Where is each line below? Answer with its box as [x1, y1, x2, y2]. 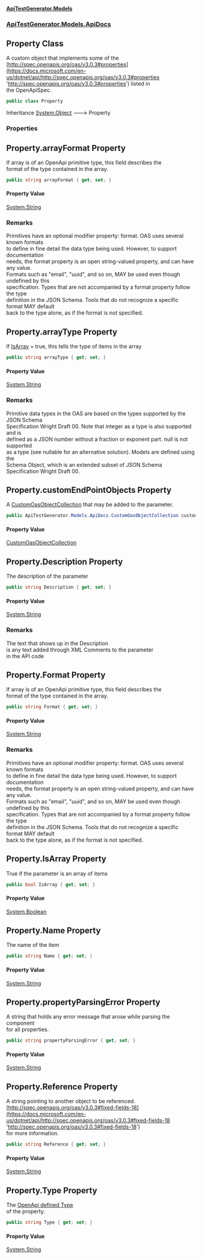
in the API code [6, 652, 44, 659]
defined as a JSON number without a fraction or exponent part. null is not [6, 435, 188, 443]
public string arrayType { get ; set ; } [6, 354, 106, 360]
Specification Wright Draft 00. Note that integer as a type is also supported [6, 423, 192, 430]
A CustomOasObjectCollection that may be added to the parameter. [6, 501, 174, 508]
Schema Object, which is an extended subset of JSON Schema [6, 461, 162, 468]
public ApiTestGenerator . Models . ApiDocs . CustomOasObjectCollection [6, 513, 179, 519]
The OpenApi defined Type [6, 1202, 73, 1209]
